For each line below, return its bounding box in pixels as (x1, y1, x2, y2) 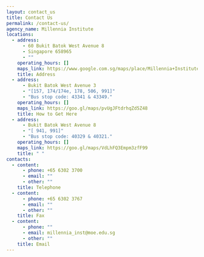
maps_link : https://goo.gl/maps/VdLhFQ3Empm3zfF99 (17, 144, 148, 151)
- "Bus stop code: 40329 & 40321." (22, 133, 113, 140)
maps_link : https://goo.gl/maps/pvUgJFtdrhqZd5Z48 (17, 105, 148, 111)
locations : (6, 32, 34, 38)
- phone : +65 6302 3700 (22, 167, 83, 174)
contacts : (6, 156, 32, 162)
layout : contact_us (6, 9, 56, 15)
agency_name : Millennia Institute (6, 26, 94, 32)
